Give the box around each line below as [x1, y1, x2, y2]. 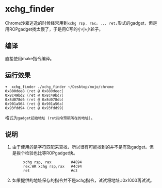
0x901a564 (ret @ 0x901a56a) [5, 101, 64, 106]
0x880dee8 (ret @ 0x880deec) [5, 88, 64, 93]
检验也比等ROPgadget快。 [25, 150, 78, 156]
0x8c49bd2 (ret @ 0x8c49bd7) [5, 93, 64, 98]
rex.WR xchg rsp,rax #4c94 [23, 164, 82, 169]
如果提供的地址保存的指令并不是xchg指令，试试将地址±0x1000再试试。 [12, 177, 154, 183]
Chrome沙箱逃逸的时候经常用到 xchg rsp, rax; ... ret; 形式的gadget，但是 [5, 20, 158, 26]
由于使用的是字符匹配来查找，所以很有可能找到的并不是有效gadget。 [12, 144, 150, 150]
